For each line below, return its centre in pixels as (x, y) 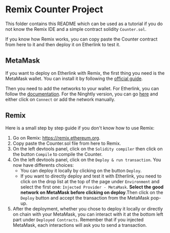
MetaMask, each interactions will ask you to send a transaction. (80, 225)
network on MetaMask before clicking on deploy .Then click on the (92, 192)
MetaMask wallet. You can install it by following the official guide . (74, 79)
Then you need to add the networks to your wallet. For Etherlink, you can (82, 88)
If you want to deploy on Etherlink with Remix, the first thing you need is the (85, 73)
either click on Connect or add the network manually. (60, 99)
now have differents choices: (43, 165)
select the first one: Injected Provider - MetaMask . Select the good (92, 187)
